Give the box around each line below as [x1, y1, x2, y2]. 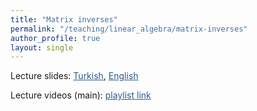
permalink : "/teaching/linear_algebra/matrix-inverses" [10, 24, 248, 34]
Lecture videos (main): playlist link [10, 89, 152, 101]
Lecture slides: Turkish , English [10, 70, 139, 82]
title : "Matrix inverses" [10, 14, 118, 25]
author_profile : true [10, 33, 101, 43]
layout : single [10, 42, 74, 53]
